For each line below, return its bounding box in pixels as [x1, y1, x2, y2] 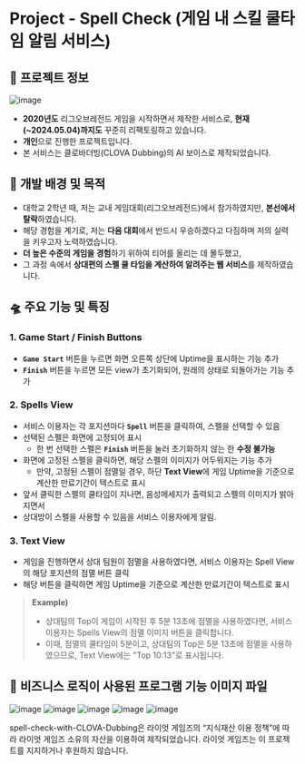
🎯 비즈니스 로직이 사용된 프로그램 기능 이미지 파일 [9, 679, 268, 694]
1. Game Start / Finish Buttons [9, 331, 143, 344]
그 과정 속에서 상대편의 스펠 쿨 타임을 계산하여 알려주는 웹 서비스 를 [22, 259, 256, 269]
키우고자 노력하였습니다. [32, 236, 118, 247]
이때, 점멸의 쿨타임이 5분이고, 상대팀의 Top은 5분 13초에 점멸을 [44, 639, 269, 650]
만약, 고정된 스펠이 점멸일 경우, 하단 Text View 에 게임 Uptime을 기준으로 [35, 465, 295, 476]
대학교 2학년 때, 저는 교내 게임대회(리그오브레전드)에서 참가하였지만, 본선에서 [22, 201, 296, 213]
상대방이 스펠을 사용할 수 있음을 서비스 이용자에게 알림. [22, 511, 217, 522]
